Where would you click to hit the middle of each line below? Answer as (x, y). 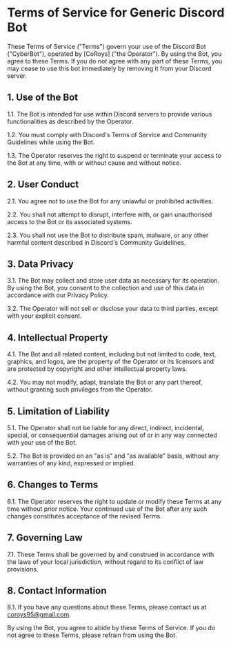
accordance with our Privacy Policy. (58, 295)
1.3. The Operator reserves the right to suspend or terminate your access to (114, 155)
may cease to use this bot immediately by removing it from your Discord (109, 68)
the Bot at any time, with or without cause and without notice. (94, 163)
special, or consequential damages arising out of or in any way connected (112, 435)
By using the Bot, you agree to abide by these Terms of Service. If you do (111, 628)
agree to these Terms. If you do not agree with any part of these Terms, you (115, 61)
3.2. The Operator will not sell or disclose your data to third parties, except (113, 309)
